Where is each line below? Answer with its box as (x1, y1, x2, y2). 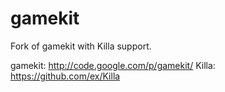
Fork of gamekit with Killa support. (10, 40, 152, 52)
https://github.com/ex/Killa (10, 70, 121, 82)
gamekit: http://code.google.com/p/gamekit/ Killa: (10, 59, 216, 71)
